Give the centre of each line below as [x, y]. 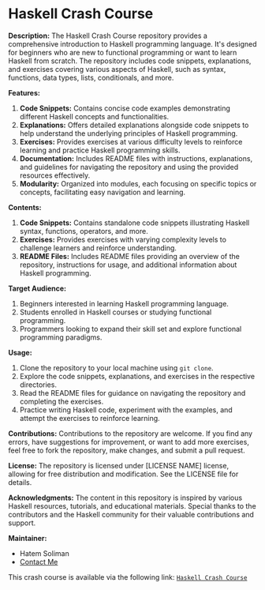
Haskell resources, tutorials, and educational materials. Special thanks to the [132, 505]
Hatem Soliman [44, 553]
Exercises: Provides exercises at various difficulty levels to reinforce [131, 141]
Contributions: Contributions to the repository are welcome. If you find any [131, 433]
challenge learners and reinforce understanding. [98, 248]
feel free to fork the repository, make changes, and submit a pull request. [127, 450]
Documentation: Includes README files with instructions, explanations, [136, 158]
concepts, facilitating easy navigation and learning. [103, 192]
